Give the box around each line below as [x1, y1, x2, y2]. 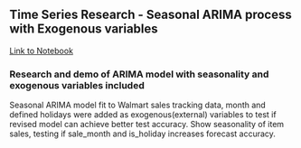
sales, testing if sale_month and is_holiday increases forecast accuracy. [9, 128, 276, 139]
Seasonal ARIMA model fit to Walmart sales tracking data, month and [9, 99, 267, 111]
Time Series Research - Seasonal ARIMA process [9, 7, 292, 23]
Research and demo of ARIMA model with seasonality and [9, 68, 269, 80]
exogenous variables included [9, 79, 145, 91]
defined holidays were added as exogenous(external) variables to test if [9, 109, 277, 120]
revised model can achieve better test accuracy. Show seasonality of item [9, 119, 285, 130]
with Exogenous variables [9, 22, 158, 37]
